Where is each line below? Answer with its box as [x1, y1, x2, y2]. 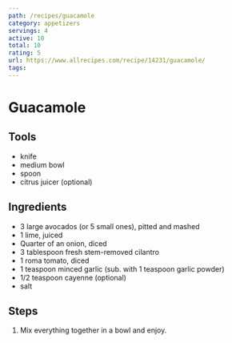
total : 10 [8, 42, 42, 50]
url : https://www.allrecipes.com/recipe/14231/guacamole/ [8, 57, 206, 65]
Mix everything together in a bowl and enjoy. [19, 325, 167, 335]
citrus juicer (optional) [19, 177, 93, 187]
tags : [8, 64, 26, 72]
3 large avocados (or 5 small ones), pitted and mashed [19, 221, 200, 231]
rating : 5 [8, 49, 42, 57]
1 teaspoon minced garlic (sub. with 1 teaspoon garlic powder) [19, 264, 226, 273]
